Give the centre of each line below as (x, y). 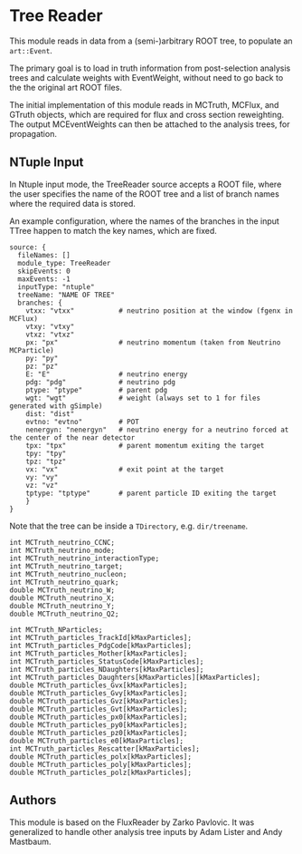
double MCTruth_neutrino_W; (62, 590)
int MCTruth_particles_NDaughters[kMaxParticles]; (107, 669)
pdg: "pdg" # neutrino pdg (101, 382)
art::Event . (31, 50)
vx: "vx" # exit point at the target (125, 469)
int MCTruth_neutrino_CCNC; (62, 542)
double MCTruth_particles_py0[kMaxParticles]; (99, 725)
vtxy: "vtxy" (50, 326)
